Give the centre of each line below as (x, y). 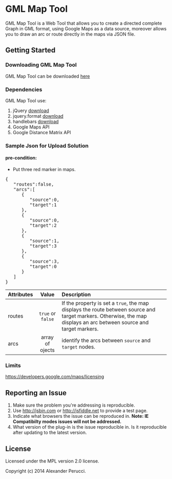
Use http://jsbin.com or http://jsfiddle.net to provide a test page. (80, 411)
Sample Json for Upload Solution (47, 145)
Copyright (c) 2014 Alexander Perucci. (46, 471)
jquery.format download (38, 116)
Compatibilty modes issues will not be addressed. (67, 421)
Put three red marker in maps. (44, 170)
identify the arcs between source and (106, 341)
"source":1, (45, 241)
